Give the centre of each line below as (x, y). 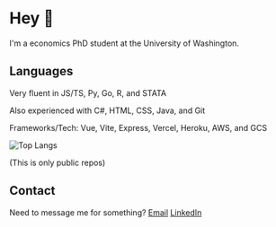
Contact (32, 191)
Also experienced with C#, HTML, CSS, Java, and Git (107, 110)
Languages (41, 71)
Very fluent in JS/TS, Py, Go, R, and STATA (88, 92)
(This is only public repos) (58, 162)
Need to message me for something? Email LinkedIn (106, 212)
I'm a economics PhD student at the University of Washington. (125, 43)
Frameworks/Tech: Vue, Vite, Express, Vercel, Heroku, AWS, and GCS (138, 127)
